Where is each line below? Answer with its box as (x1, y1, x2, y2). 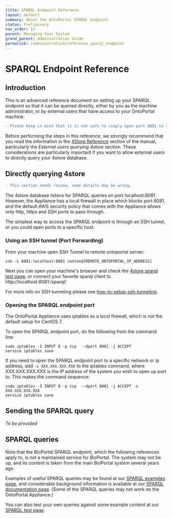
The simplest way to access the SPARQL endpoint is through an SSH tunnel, (5, 219, 165, 225)
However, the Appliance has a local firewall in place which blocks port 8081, (5, 198, 165, 204)
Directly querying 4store (5, 170, 85, 178)
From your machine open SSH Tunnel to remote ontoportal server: (5, 249, 145, 255)
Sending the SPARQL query (5, 406, 94, 415)
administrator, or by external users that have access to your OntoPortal (5, 108, 155, 114)
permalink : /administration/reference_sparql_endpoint (5, 41, 125, 46)
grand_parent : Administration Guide (5, 36, 83, 42)
